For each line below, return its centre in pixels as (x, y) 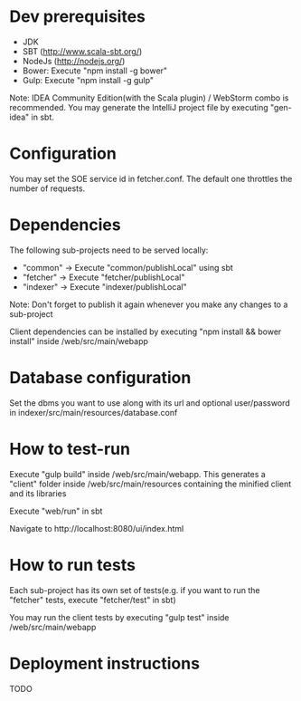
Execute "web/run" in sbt (56, 511)
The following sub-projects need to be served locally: (109, 250)
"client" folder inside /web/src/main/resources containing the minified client (150, 484)
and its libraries (38, 493)
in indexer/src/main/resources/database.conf (94, 412)
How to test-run (70, 449)
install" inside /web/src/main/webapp (79, 341)
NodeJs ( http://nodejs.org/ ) (74, 61)
